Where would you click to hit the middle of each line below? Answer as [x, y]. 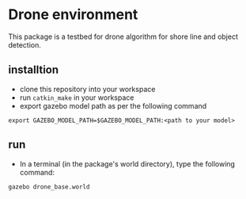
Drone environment [73, 15]
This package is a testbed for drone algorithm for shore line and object [123, 36]
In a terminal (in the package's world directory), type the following [127, 163]
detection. [25, 44]
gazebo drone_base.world [49, 187]
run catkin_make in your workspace [77, 98]
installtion [34, 70]
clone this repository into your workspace [87, 89]
